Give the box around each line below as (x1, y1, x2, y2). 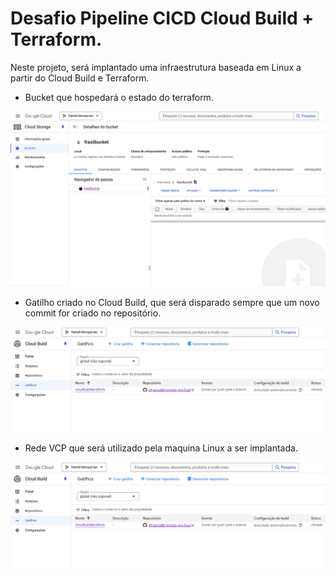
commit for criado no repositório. (24, 307, 162, 319)
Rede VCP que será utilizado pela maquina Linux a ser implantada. (24, 442, 298, 454)
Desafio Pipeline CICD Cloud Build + (10, 7, 315, 30)
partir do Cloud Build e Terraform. (10, 72, 150, 84)
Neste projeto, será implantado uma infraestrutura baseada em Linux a (10, 61, 302, 73)
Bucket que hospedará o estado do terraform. (24, 91, 214, 103)
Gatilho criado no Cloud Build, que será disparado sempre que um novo (24, 296, 320, 308)
